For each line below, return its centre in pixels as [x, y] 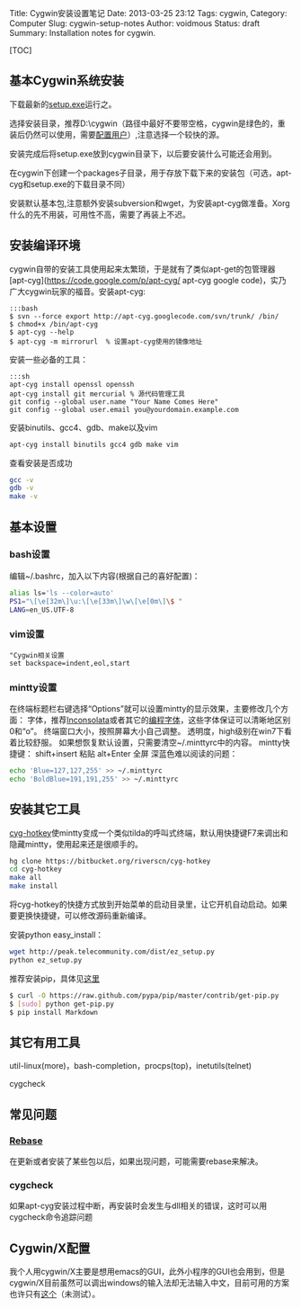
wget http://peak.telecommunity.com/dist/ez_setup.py [112, 952]
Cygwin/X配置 [50, 1248]
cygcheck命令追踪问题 [51, 1217]
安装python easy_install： [57, 935]
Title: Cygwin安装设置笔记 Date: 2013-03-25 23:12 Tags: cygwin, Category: [148, 13]
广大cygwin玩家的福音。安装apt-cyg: [78, 291]
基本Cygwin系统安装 [66, 81]
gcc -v [22, 479]
